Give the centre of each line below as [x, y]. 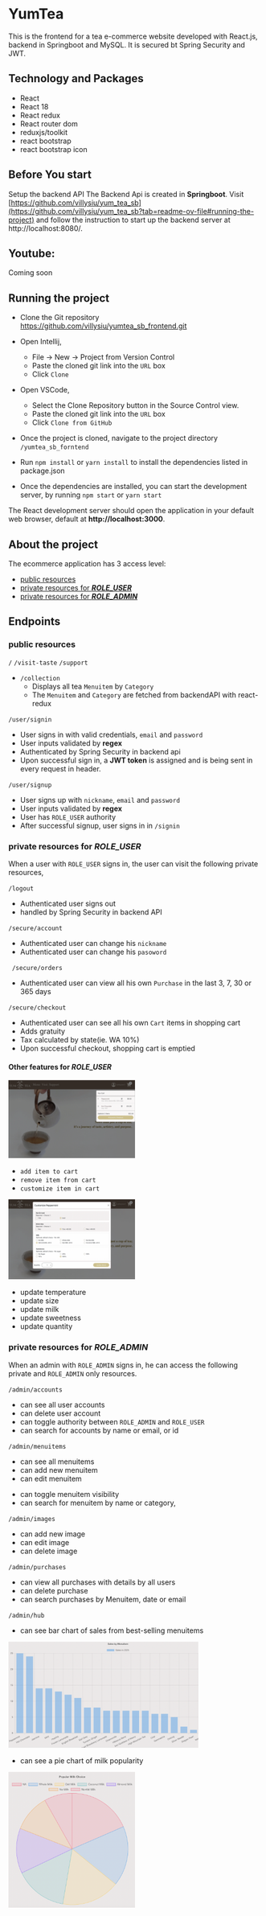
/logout [21, 888]
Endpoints [35, 621]
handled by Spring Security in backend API [91, 912]
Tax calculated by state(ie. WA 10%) [80, 1039]
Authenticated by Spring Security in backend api [100, 751]
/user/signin [30, 720]
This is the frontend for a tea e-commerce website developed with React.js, [133, 36]
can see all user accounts [62, 1404]
